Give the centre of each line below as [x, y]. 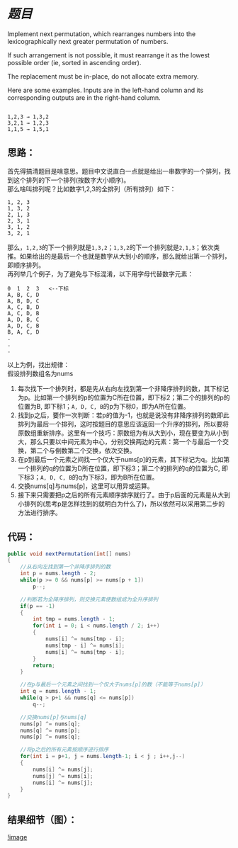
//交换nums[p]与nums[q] [53, 717]
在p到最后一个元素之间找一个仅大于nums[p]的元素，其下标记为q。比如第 [124, 459]
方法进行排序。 [39, 512]
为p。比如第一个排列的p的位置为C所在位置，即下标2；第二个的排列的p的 [124, 397]
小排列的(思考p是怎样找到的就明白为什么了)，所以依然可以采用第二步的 [121, 504]
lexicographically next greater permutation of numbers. [88, 41]
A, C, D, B [23, 313]
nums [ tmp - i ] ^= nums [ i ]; [85, 645]
